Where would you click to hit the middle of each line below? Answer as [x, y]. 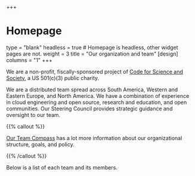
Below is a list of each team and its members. [62, 167]
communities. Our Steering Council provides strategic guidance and [89, 109]
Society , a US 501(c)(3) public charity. [53, 78]
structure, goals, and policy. [40, 144]
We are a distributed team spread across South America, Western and [92, 89]
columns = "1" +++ [29, 60]
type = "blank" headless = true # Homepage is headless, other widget [92, 47]
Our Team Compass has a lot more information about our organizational [94, 138]
